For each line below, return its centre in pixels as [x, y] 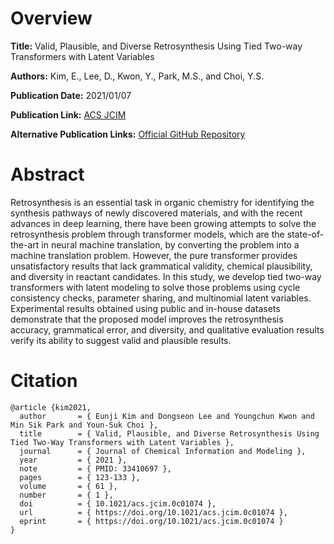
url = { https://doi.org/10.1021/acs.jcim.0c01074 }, [153, 512]
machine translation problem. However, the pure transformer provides [154, 255]
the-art [25, 244]
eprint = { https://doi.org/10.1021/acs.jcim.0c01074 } [151, 521]
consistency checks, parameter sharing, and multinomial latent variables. [161, 298]
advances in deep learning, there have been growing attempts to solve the [163, 223]
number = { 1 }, [66, 495]
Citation [44, 381]
